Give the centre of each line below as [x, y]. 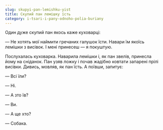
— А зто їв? [17, 95]
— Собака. [16, 123]
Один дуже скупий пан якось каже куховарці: [53, 33]
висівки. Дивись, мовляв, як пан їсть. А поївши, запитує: [64, 67]
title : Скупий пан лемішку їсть [38, 14]
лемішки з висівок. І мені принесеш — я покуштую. [59, 47]
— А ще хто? [18, 114]
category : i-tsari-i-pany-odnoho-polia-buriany [54, 19]
